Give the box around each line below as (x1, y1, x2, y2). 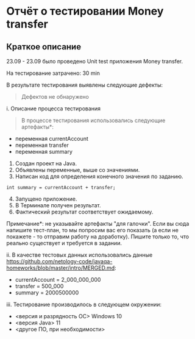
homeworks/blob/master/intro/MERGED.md (6, 264, 115, 271)
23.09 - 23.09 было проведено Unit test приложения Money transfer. (6, 58, 183, 65)
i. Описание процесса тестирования (6, 105, 101, 112)
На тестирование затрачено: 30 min (6, 70, 101, 77)
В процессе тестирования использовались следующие (21, 117, 166, 124)
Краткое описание (6, 41, 81, 52)
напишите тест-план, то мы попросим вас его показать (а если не (6, 227, 179, 234)
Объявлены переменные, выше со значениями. (15, 166, 140, 173)
